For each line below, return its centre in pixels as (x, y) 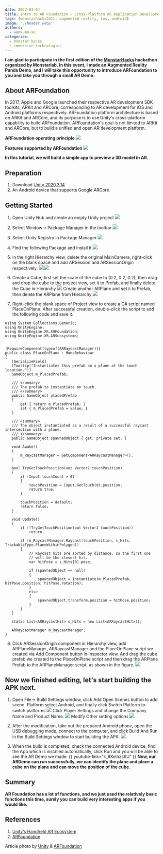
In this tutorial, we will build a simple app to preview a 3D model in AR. (77, 158)
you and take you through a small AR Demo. (50, 75)
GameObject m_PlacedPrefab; (40, 374)
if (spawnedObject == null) (57, 571)
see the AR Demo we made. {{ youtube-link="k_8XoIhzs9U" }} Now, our (84, 757)
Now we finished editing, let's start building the (78, 680)
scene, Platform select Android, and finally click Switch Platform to (79, 704)
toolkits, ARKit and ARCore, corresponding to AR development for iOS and (79, 107)
